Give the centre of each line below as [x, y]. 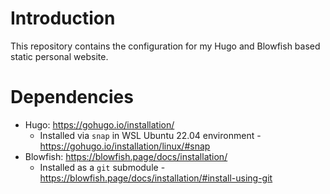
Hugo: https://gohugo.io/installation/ [99, 124]
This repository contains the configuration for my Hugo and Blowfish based [165, 46]
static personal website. [59, 56]
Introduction [63, 18]
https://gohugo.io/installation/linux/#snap [125, 146]
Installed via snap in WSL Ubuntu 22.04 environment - [150, 135]
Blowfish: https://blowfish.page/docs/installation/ [126, 156]
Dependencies [72, 97]
